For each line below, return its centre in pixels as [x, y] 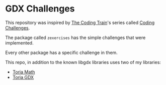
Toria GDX [23, 77]
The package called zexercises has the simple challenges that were [75, 37]
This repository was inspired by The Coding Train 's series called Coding [80, 22]
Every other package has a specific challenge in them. [62, 52]
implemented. [19, 42]
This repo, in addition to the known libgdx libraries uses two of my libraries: [83, 62]
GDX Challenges [40, 9]
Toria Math [24, 72]
